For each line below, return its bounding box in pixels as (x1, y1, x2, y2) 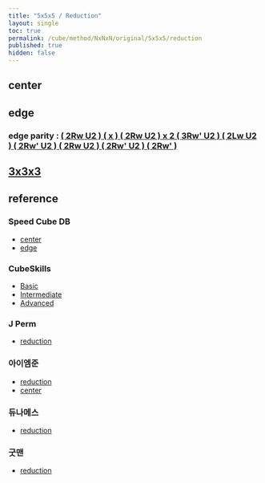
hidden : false (8, 49, 56, 57)
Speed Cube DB (8, 216, 70, 227)
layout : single (8, 19, 59, 27)
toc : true (8, 26, 42, 34)
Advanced (19, 298, 54, 308)
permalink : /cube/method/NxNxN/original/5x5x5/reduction (8, 34, 203, 43)
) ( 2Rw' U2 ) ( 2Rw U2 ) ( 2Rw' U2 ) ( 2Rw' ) (8, 140, 178, 151)
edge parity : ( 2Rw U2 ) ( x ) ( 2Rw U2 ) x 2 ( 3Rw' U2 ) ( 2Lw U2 (8, 130, 258, 141)
